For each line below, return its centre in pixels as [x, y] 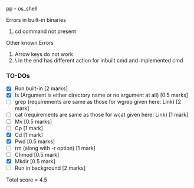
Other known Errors [30, 43]
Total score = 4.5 [27, 180]
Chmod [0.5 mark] [37, 154]
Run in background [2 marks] [50, 168]
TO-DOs [18, 75]
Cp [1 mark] [29, 128]
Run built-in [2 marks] [41, 88]
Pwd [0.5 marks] [34, 141]
